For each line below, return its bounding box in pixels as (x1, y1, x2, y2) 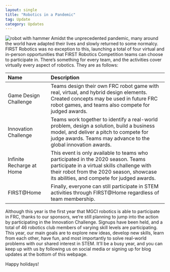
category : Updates (5, 21, 44, 27)
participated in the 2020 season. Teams (50, 156, 146, 163)
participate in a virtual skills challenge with (50, 162, 152, 169)
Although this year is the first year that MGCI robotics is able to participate (5, 208, 160, 214)
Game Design (8, 92, 40, 99)
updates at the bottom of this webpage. (5, 251, 88, 257)
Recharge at (8, 162, 37, 169)
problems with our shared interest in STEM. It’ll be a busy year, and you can (5, 241, 163, 247)
